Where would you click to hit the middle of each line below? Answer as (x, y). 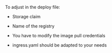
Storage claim (26, 16)
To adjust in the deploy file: (33, 7)
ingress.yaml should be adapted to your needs (59, 45)
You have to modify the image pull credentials (59, 36)
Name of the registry (33, 26)
